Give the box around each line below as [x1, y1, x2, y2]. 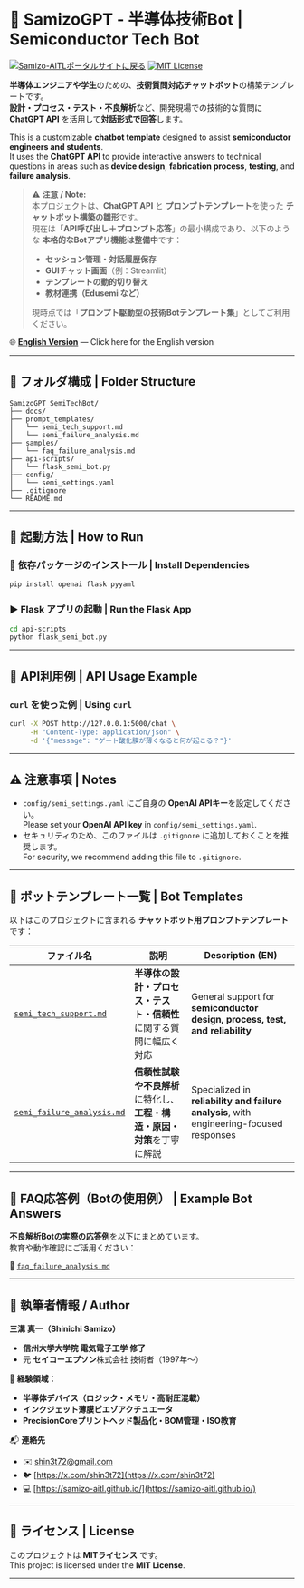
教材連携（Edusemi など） [44, 288, 145, 299]
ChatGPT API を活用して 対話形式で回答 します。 [9, 113, 188, 124]
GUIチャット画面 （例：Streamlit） [44, 265, 172, 276]
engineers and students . [9, 141, 104, 152]
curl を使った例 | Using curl [9, 698, 133, 711]
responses [191, 1129, 237, 1142]
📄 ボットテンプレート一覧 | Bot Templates [9, 888, 244, 904]
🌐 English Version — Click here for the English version [9, 336, 214, 347]
